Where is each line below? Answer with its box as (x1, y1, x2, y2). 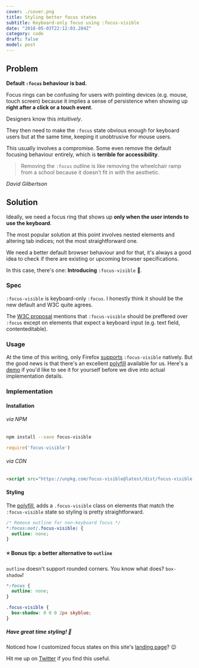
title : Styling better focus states (6, 14, 97, 20)
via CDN (6, 458, 27, 465)
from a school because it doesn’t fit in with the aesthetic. (20, 169, 160, 176)
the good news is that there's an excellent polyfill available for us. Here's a (6, 360, 188, 367)
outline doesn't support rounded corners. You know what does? (6, 565, 165, 572)
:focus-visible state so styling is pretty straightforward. (6, 508, 144, 515)
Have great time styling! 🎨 (6, 628, 72, 635)
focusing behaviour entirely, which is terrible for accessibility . (6, 151, 159, 158)
